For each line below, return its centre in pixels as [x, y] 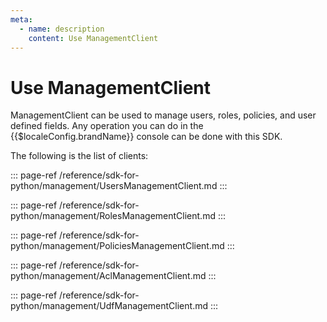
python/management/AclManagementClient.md [108, 276]
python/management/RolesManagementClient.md [113, 216]
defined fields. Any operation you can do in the [107, 126]
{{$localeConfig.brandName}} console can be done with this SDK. [146, 137]
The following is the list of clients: [79, 156]
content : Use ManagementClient [93, 38]
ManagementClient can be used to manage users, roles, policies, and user [163, 115]
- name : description [62, 29]
